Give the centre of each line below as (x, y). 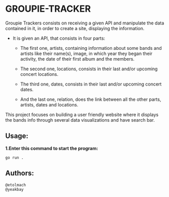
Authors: (20, 173)
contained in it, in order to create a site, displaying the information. (75, 28)
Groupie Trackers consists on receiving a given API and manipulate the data (85, 23)
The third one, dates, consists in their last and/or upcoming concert (91, 84)
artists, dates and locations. (49, 104)
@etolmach (16, 185)
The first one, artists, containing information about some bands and (91, 48)
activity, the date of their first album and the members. (77, 59)
